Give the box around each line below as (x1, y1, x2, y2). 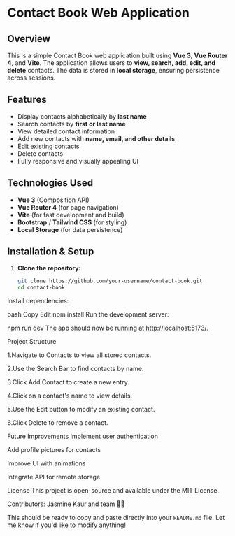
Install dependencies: (7, 297, 69, 305)
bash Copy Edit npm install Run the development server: (7, 310, 169, 319)
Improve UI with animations (7, 459, 86, 468)
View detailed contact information (17, 127, 115, 136)
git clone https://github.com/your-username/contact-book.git (17, 277, 203, 284)
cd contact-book (17, 284, 65, 291)
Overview (7, 33, 51, 45)
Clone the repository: (17, 264, 81, 273)
